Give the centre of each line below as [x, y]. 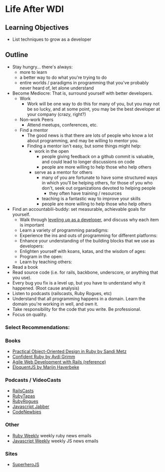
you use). [22, 277]
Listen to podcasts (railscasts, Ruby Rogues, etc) [62, 293]
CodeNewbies [27, 412]
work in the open [52, 151]
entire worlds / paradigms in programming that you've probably [84, 82]
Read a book [25, 267]
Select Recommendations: [38, 327]
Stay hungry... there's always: [42, 67]
